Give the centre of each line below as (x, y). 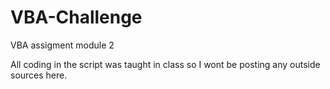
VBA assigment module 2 (62, 45)
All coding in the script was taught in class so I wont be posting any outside (165, 64)
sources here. (39, 75)
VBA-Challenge (76, 17)
